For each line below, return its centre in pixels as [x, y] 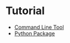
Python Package [34, 33]
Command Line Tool [39, 27]
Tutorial [25, 11]
